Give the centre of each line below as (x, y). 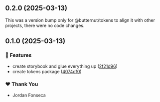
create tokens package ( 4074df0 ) (47, 71)
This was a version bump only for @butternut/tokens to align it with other (80, 20)
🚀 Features (18, 55)
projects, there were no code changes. (45, 25)
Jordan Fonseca (29, 95)
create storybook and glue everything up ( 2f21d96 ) (65, 66)
